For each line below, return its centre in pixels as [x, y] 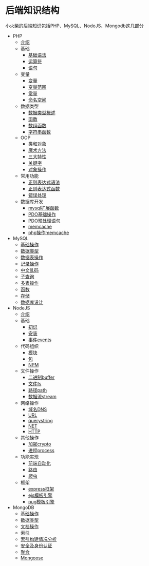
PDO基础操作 [42, 214]
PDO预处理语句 [44, 221]
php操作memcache [49, 232]
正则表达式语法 [44, 182]
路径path [38, 390]
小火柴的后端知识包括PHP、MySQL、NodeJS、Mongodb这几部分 [74, 26]
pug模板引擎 [41, 501]
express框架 [41, 489]
